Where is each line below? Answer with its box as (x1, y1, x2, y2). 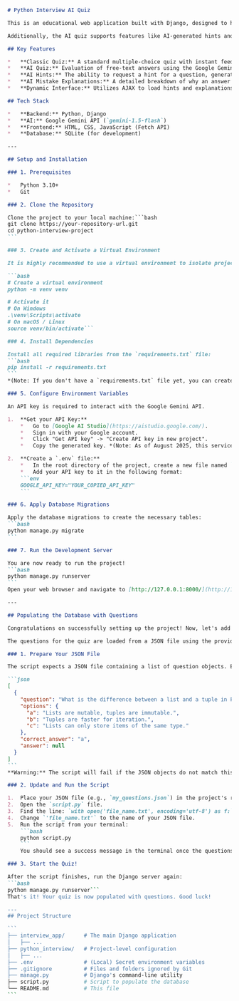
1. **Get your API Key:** (7, 415, 87, 423)
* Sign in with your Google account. (20, 429, 139, 436)
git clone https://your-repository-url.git (7, 221, 139, 228)
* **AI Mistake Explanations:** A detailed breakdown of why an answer (7, 78, 231, 85)
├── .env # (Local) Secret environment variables (7, 958, 205, 965)
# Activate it (7, 299, 50, 306)
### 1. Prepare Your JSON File (7, 650, 100, 658)
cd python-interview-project (7, 227, 94, 234)
